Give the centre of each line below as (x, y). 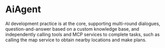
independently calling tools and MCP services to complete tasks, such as (82, 34)
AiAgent (23, 9)
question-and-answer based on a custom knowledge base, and (72, 29)
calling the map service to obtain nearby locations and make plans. (76, 40)
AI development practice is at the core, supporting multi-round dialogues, (83, 23)
